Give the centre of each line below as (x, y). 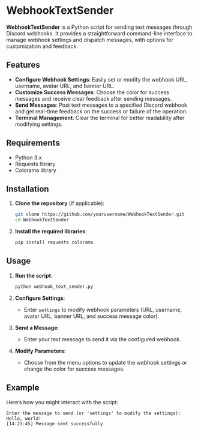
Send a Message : (37, 327)
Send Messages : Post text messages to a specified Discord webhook (101, 105)
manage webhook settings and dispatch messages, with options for (90, 40)
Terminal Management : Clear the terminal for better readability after (100, 118)
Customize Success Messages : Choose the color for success (92, 92)
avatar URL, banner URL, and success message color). (91, 316)
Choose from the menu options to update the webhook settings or (106, 362)
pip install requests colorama (54, 243)
